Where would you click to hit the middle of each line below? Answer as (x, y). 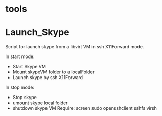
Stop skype (25, 98)
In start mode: (20, 56)
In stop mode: (20, 87)
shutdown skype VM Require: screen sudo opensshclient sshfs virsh (85, 108)
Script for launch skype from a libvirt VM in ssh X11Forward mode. (75, 47)
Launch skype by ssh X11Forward (48, 78)
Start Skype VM (29, 67)
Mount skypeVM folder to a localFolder (53, 72)
